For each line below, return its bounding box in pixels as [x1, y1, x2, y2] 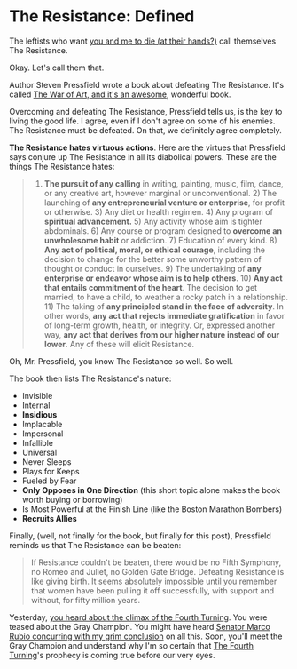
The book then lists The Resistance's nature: [9, 373, 172, 384]
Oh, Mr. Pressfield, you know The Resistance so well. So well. [9, 355, 234, 366]
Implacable [21, 418, 63, 429]
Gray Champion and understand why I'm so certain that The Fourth [9, 640, 254, 650]
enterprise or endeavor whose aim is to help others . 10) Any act [43, 273, 283, 283]
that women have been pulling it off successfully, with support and [30, 585, 275, 596]
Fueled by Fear [21, 475, 77, 486]
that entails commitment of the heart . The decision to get [43, 282, 258, 292]
